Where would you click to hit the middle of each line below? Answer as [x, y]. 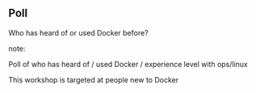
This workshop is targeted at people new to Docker [94, 79]
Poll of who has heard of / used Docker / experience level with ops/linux [128, 64]
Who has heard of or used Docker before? [78, 32]
